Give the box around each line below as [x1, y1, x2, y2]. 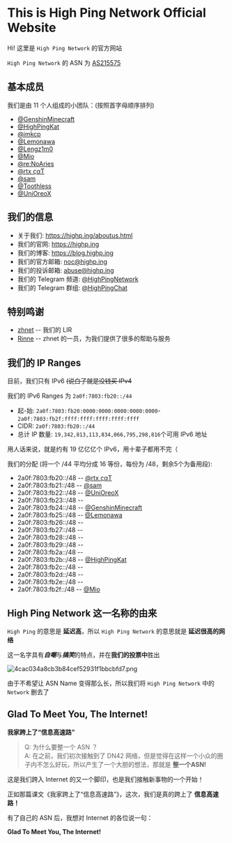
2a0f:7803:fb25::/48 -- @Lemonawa [17, 511, 123, 519]
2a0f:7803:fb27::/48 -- [17, 526, 84, 534]
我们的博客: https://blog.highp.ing [17, 248, 114, 257]
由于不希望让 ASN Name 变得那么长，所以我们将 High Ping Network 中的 [7, 679, 215, 687]
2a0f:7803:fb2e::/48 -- [17, 578, 84, 586]
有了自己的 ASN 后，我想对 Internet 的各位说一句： [7, 813, 153, 822]
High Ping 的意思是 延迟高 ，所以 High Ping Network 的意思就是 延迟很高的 [7, 627, 219, 635]
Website [7, 20, 56, 36]
